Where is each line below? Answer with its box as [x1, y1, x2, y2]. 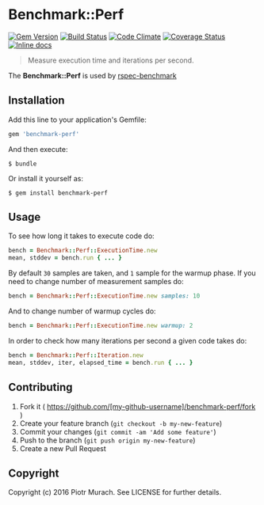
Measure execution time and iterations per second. [27, 55, 194, 65]
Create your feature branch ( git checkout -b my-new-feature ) [19, 418, 223, 428]
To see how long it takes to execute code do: [8, 231, 155, 241]
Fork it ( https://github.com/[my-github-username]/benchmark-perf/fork [19, 401, 256, 411]
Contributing [8, 381, 73, 394]
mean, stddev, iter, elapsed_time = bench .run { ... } [8, 359, 193, 366]
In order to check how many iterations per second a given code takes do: [8, 336, 247, 345]
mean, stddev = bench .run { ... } [8, 254, 123, 262]
